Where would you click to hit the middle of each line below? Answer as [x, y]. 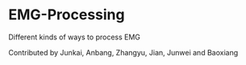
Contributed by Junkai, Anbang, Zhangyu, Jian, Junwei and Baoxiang [123, 52]
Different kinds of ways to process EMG [75, 37]
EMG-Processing [67, 15]
